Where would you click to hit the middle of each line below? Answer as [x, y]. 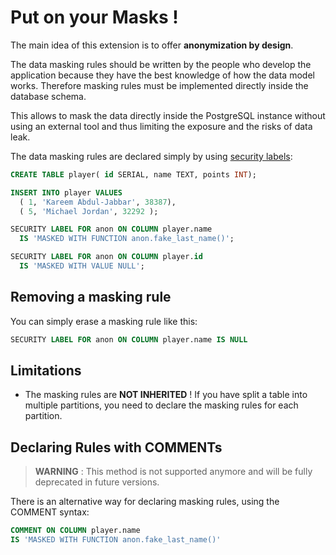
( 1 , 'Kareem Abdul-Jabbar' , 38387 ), [98, 202]
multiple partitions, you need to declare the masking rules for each [161, 405]
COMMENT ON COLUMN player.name [75, 531]
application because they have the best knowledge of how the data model [162, 75]
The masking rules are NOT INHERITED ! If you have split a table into [166, 395]
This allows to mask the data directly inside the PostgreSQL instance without [168, 115]
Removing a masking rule [91, 297]
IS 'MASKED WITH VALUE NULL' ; [82, 266]
